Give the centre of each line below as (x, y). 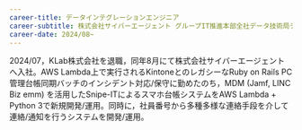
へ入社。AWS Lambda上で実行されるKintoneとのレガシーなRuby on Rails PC (151, 72)
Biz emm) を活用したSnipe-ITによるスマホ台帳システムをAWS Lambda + (143, 94)
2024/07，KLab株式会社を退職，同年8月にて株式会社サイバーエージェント (147, 61)
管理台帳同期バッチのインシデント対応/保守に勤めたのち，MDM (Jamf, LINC (150, 83)
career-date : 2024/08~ (52, 34)
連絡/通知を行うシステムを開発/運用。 (79, 117)
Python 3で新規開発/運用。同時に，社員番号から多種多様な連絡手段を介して (149, 106)
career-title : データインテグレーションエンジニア (94, 17)
